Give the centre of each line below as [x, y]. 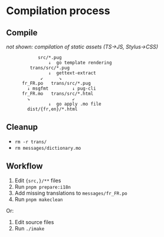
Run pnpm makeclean [39, 199]
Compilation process [58, 11]
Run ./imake [29, 228]
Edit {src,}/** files [38, 180]
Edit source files [34, 222]
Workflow [24, 166]
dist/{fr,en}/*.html [53, 109]
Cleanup [22, 127]
